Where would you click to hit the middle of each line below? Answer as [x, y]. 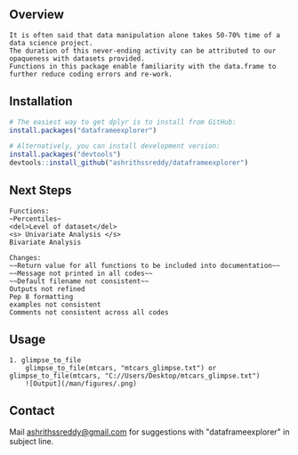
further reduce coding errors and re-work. [91, 74]
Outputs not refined [48, 288]
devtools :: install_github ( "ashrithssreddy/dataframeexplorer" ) [129, 163]
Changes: [25, 257]
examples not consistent [55, 305]
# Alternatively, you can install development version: [115, 146]
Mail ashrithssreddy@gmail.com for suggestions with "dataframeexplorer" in [149, 432]
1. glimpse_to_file [45, 360]
